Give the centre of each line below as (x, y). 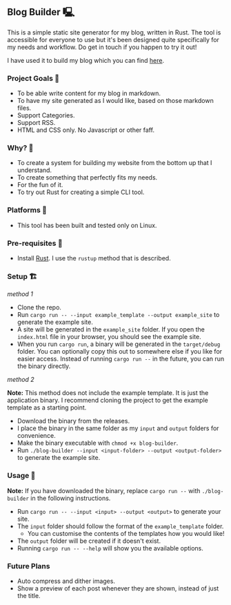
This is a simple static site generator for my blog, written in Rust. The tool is (114, 32)
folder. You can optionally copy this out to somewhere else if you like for (120, 352)
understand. (34, 170)
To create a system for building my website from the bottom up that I (114, 163)
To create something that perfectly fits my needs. (87, 177)
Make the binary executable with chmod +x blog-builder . (98, 443)
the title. (29, 595)
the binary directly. (44, 366)
